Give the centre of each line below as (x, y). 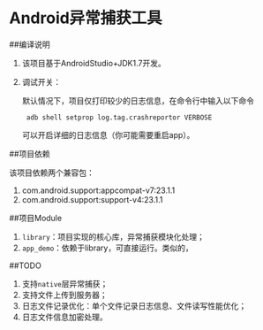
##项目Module (36, 218)
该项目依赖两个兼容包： (52, 173)
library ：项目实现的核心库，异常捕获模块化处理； (113, 236)
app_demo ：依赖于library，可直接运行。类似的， (107, 248)
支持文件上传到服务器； (64, 295)
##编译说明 (30, 44)
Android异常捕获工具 (86, 18)
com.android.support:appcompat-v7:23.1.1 (98, 190)
